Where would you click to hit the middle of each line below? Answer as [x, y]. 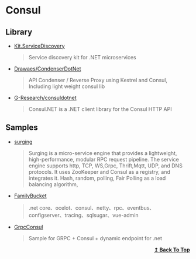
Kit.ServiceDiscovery [39, 46]
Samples [22, 128]
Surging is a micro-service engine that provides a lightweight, [103, 153]
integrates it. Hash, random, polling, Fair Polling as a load [97, 178]
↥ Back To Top [172, 250]
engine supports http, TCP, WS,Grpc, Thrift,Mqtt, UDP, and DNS [105, 166]
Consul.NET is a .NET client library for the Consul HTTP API [100, 109]
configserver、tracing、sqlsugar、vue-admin [83, 215]
